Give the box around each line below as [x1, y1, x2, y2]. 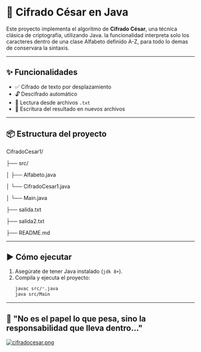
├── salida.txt [6, 206, 42, 213]
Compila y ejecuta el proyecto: [14, 274, 90, 281]
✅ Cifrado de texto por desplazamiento [14, 83, 112, 90]
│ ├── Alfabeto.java [6, 171, 56, 178]
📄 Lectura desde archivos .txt [14, 99, 91, 106]
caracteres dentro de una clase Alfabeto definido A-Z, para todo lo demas [6, 38, 188, 45]
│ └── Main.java [6, 194, 48, 201]
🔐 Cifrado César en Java [6, 5, 129, 19]
